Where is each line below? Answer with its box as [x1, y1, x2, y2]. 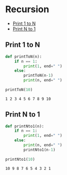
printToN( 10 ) [5, 87, 33, 92]
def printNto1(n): [5, 124, 44, 129]
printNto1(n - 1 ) [23, 147, 56, 152]
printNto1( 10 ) [5, 157, 36, 162]
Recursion [5, 4, 49, 15]
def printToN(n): [5, 54, 42, 59]
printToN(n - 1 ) [23, 73, 53, 78]
